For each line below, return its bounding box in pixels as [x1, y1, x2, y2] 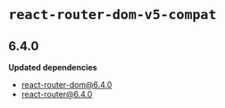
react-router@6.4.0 [21, 89, 93, 99]
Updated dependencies [8, 62, 97, 72]
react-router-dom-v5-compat [8, 6, 217, 23]
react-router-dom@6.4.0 [21, 79, 112, 90]
